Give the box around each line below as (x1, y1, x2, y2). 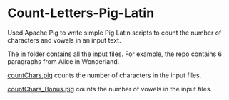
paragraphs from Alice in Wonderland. (7, 57, 120, 65)
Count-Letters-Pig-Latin (7, 5, 155, 21)
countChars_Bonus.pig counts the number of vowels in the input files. (7, 84, 213, 93)
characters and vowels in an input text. (7, 35, 121, 44)
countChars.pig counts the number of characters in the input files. (7, 71, 202, 79)
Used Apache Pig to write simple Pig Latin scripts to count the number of (7, 28, 222, 37)
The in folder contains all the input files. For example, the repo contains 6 (7, 50, 223, 58)
